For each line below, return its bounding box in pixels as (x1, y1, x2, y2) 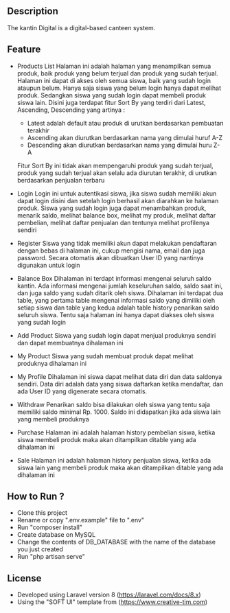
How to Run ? (7, 491, 65, 502)
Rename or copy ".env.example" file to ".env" (16, 516, 145, 524)
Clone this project (16, 509, 67, 517)
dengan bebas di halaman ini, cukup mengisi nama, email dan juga (16, 246, 205, 255)
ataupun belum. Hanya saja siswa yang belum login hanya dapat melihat (16, 84, 222, 92)
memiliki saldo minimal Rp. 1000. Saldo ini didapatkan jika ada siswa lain (16, 408, 221, 416)
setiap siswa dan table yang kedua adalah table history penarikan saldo (16, 303, 220, 312)
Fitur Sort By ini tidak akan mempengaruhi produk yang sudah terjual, (16, 161, 214, 170)
